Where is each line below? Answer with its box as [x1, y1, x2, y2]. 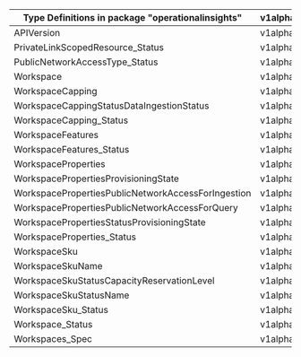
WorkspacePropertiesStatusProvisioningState [13, 216, 206, 228]
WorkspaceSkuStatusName [13, 289, 130, 301]
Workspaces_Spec [13, 333, 92, 344]
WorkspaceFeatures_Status [13, 144, 130, 155]
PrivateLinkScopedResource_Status [13, 41, 164, 53]
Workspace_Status [13, 318, 93, 330]
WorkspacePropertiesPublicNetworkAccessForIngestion [13, 187, 252, 199]
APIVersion [13, 27, 61, 39]
